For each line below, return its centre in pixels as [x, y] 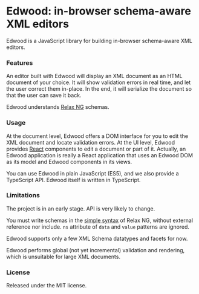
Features [20, 63]
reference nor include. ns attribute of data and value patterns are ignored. [98, 227]
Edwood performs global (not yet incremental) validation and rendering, [96, 250]
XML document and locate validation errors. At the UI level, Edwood [91, 142]
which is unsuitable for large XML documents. [64, 256]
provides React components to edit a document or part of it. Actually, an [96, 149]
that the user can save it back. [44, 96]
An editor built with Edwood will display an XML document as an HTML [94, 76]
